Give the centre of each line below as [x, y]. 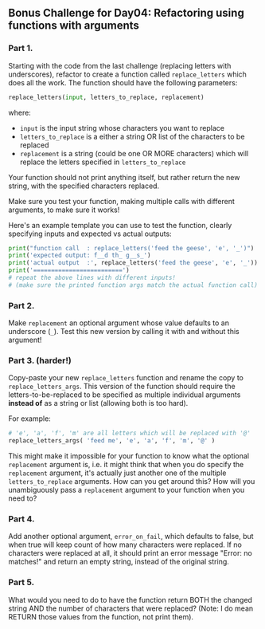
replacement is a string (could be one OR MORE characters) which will [134, 153]
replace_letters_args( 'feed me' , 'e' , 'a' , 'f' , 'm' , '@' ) [112, 441]
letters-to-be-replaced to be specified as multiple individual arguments [125, 395]
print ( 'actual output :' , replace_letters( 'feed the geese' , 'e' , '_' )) [133, 263]
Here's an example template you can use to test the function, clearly [120, 225]
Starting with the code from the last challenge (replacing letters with [120, 65]
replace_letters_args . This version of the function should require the [122, 387]
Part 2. [21, 305]
